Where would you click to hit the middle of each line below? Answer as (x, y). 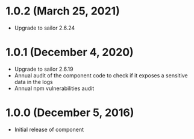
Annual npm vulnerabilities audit (54, 88)
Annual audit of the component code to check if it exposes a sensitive (101, 75)
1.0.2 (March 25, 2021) (63, 11)
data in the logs (33, 82)
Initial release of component (49, 129)
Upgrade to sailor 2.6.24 (45, 28)
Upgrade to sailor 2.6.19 (44, 69)
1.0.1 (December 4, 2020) (70, 52)
